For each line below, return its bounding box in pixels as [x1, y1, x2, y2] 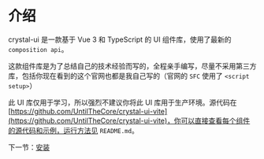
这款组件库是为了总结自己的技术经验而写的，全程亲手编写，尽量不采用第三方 [8, 61, 257, 71]
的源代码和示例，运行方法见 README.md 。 [8, 125, 139, 135]
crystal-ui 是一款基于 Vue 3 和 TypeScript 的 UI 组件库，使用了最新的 [8, 35, 232, 44]
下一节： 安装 [8, 142, 50, 152]
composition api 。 [8, 44, 69, 54]
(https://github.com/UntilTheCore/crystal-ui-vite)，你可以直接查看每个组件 [8, 116, 251, 125]
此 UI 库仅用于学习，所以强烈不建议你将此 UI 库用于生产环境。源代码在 [8, 98, 238, 107]
